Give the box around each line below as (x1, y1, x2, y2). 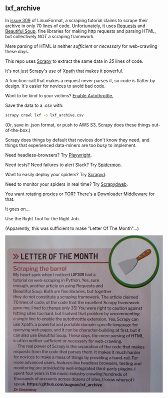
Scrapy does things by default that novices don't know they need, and (5, 137, 150, 143)
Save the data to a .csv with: (5, 102, 63, 108)
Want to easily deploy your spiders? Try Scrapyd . (5, 171, 106, 177)
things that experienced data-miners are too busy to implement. (5, 142, 136, 148)
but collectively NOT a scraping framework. (5, 33, 95, 39)
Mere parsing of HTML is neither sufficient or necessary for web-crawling (5, 43, 157, 49)
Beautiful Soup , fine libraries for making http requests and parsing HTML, (5, 28, 156, 34)
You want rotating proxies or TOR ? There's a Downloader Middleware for (5, 191, 155, 197)
